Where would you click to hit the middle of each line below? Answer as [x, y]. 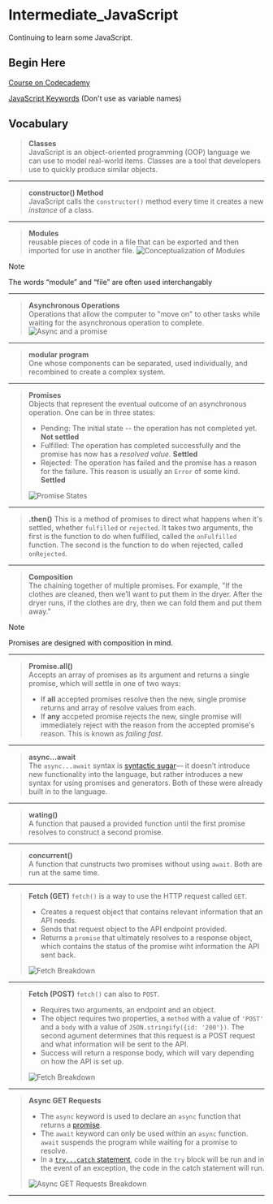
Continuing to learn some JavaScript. [71, 37]
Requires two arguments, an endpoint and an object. [128, 1009]
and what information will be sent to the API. [115, 1044]
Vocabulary [39, 124]
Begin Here [37, 63]
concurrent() [50, 855]
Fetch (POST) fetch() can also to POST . [94, 994]
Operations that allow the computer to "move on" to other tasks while [144, 313]
